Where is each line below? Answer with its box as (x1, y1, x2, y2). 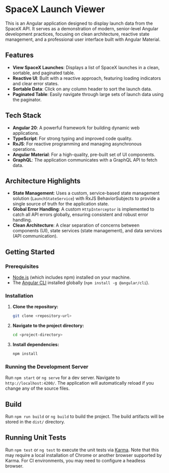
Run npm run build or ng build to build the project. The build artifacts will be (5, 413, 164, 419)
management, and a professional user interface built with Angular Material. (5, 36, 160, 42)
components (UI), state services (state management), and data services (12, 228, 162, 234)
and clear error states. (12, 80, 59, 86)
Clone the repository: (12, 304, 59, 310)
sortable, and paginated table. (12, 70, 75, 76)
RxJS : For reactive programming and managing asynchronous (12, 140, 142, 147)
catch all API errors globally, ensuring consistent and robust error (12, 212, 149, 218)
